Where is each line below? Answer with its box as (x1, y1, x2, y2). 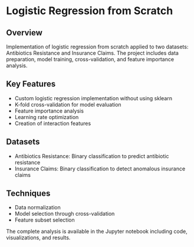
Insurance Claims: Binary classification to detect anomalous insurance (14, 165, 186, 172)
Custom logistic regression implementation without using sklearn (14, 94, 173, 101)
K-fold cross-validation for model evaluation (14, 101, 122, 108)
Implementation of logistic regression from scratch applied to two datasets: (6, 43, 189, 50)
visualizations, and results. (6, 234, 71, 241)
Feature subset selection (14, 216, 75, 223)
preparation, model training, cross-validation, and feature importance (6, 56, 175, 62)
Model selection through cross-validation (14, 210, 115, 218)
